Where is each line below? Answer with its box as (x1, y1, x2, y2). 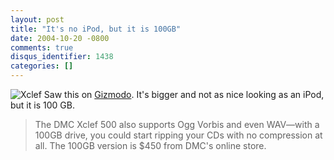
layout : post (10, 14, 65, 25)
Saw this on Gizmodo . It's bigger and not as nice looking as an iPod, (43, 89, 325, 100)
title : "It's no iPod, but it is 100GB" (10, 24, 182, 34)
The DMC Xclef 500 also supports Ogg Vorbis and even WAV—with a (34, 119, 320, 130)
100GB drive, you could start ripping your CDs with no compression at (34, 129, 323, 141)
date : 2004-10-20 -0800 (10, 33, 110, 43)
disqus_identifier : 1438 (10, 52, 114, 62)
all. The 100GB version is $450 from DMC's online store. (34, 140, 267, 151)
